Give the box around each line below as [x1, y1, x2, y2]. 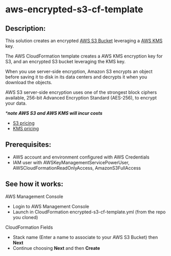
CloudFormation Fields [5, 224, 53, 230]
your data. [5, 100, 27, 106]
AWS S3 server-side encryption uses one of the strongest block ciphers [5, 89, 157, 95]
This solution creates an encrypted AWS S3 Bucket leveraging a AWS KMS [5, 37, 163, 44]
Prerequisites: [5, 140, 51, 149]
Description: [5, 24, 46, 33]
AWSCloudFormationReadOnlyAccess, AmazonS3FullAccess [12, 165, 141, 171]
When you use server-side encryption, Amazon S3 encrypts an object [5, 68, 153, 74]
